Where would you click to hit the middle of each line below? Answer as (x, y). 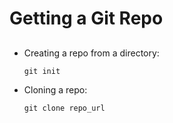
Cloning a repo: (55, 89)
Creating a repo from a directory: (91, 53)
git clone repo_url (64, 108)
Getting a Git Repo (86, 18)
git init (42, 71)
